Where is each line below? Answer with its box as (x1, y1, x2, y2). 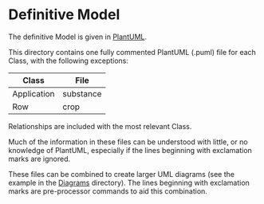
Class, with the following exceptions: (8, 56, 129, 65)
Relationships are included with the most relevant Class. (8, 121, 192, 131)
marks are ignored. (8, 154, 71, 163)
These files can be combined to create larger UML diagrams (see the (8, 169, 235, 178)
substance (62, 88, 102, 99)
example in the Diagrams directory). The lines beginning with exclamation (8, 178, 250, 187)
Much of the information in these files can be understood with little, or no (8, 137, 249, 147)
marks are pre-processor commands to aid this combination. (8, 186, 207, 196)
